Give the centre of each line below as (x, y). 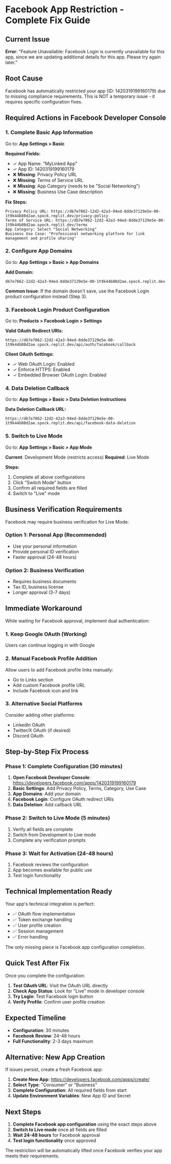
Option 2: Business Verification (45, 570)
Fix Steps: (16, 202)
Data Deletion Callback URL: (36, 409)
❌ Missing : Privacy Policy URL (45, 174)
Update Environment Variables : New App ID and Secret (72, 1096)
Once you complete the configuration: (45, 975)
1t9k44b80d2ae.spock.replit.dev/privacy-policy (57, 216)
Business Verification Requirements (64, 510)
